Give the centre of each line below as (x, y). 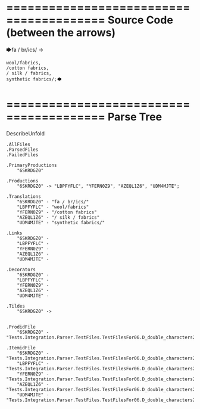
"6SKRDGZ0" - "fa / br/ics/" (53, 202)
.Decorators (21, 269)
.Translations (24, 196)
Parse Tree (135, 117)
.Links (14, 233)
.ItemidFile (21, 348)
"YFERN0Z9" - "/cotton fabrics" (57, 212)
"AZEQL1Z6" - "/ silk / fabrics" (58, 217)
